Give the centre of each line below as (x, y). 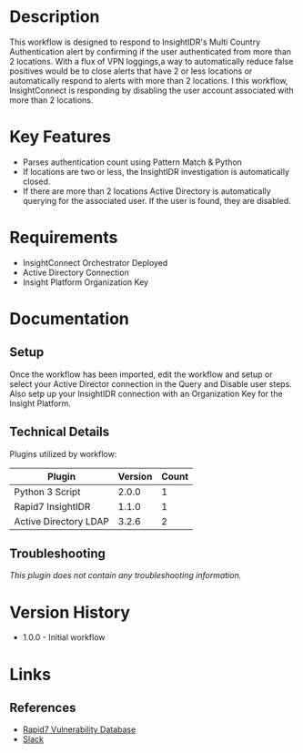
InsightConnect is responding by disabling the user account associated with (151, 90)
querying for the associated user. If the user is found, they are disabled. (157, 200)
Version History (70, 612)
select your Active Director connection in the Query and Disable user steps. (151, 383)
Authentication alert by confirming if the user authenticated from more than (151, 51)
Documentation (70, 319)
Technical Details (60, 432)
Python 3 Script (47, 492)
